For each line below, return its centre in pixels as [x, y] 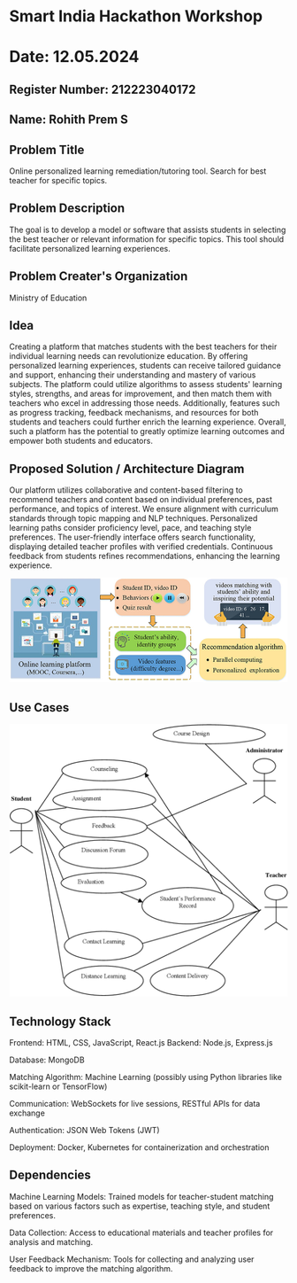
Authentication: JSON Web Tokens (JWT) [85, 1131]
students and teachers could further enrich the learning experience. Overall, [148, 422]
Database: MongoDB [47, 1060]
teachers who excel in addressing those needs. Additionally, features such [145, 403]
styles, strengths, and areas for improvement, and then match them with [141, 394]
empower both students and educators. [81, 441]
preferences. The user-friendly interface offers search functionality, [133, 537]
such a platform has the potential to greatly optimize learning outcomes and [147, 432]
